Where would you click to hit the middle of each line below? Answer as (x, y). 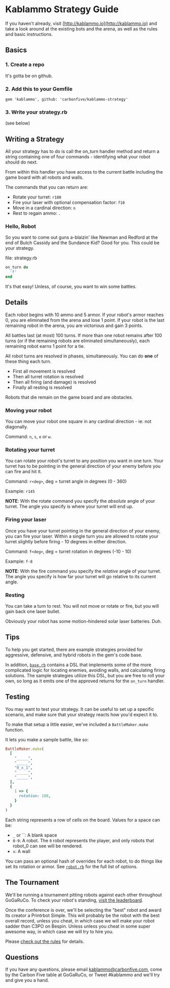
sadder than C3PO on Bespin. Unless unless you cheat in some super (78, 926)
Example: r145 (20, 491)
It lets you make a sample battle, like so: (47, 739)
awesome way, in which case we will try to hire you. (59, 931)
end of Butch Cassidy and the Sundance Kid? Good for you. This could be (82, 243)
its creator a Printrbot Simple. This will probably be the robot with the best (82, 915)
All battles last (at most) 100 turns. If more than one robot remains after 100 (84, 335)
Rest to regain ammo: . (37, 213)
